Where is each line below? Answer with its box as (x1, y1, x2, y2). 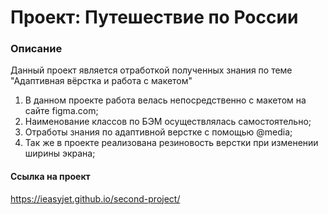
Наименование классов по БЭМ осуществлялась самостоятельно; (24, 116, 312, 128)
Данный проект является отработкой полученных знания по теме (10, 64, 293, 76)
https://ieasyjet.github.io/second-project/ (10, 192, 181, 205)
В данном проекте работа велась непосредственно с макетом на (24, 94, 307, 106)
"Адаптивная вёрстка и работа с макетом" (10, 75, 193, 87)
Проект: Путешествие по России (10, 6, 299, 29)
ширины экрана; (24, 147, 96, 160)
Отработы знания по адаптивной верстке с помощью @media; (24, 126, 293, 138)
